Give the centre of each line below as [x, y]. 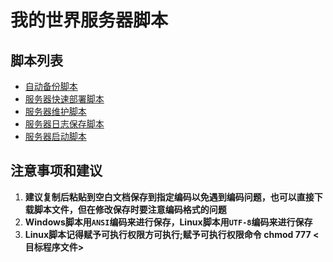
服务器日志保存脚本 [64, 124]
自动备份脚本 [51, 86]
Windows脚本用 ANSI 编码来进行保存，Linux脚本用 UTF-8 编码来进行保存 [168, 222]
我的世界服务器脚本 [89, 20]
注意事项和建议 [56, 171]
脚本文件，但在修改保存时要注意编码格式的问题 [130, 209]
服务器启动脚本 [55, 136]
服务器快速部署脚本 [64, 99]
